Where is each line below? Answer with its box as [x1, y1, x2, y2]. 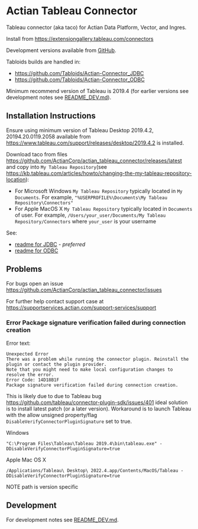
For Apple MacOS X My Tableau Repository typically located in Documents [14, 205, 193, 212]
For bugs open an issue [6, 280, 64, 287]
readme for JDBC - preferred [14, 241, 86, 248]
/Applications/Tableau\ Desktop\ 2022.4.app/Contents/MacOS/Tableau [6, 467, 178, 473]
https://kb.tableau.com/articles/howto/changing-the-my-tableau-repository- [6, 169, 192, 177]
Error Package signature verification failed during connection [6, 319, 186, 327]
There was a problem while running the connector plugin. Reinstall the [6, 356, 189, 362]
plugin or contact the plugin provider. [6, 361, 108, 367]
